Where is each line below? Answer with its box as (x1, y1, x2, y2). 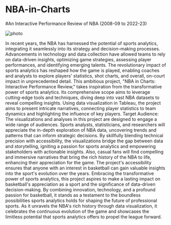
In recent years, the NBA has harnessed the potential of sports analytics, (5, 40, 158, 46)
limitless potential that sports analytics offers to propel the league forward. (5, 213, 162, 220)
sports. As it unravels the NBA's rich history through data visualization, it (5, 203, 157, 209)
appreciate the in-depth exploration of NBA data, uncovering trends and (5, 127, 157, 133)
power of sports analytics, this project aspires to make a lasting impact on (5, 176, 161, 182)
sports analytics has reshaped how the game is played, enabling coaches (5, 67, 160, 73)
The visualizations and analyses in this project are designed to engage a (5, 116, 157, 122)
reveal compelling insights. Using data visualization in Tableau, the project (5, 99, 161, 106)
